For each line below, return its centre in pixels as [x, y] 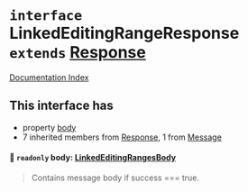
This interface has [62, 106]
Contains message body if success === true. [115, 178]
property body [49, 127]
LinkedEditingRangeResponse [124, 33]
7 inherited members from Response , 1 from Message [122, 137]
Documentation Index [49, 77]
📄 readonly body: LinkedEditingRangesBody [93, 158]
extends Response [78, 53]
